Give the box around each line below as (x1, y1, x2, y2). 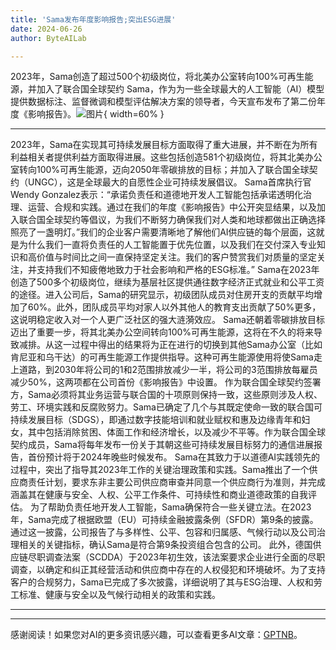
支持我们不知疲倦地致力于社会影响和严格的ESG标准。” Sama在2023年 (36, 264, 320, 276)
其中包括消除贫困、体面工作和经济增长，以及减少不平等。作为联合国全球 (27, 426, 326, 438)
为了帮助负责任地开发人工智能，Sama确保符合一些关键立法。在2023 (29, 501, 312, 513)
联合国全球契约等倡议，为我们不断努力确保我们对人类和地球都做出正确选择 (18, 214, 326, 226)
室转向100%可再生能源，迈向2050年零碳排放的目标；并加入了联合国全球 (10, 164, 310, 176)
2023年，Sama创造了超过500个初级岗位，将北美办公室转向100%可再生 (10, 71, 305, 83)
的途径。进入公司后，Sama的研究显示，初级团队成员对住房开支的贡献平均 (10, 289, 314, 301)
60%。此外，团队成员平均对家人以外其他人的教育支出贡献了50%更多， (27, 301, 322, 313)
